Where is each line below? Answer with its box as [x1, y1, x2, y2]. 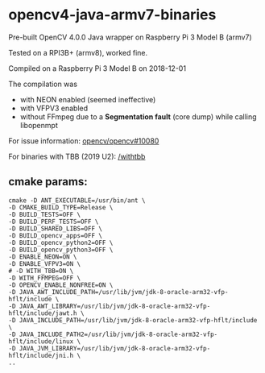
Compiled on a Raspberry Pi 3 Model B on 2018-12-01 [8, 63, 187, 73]
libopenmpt [19, 120, 58, 130]
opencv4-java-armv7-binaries [8, 6, 217, 24]
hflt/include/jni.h [8, 351, 74, 359]
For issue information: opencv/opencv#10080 [8, 135, 159, 146]
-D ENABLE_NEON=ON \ [8, 252, 78, 261]
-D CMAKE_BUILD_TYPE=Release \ [8, 203, 114, 211]
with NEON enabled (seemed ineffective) [19, 94, 156, 104]
